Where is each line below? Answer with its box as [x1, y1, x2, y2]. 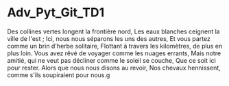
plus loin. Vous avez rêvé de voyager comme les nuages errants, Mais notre [7, 49, 221, 57]
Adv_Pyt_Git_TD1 [7, 5, 105, 20]
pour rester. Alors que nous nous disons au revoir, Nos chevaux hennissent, [7, 63, 221, 72]
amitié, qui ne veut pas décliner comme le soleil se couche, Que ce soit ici [7, 56, 216, 64]
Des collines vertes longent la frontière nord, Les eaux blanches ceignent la [7, 27, 221, 35]
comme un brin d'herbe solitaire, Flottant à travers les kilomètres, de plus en [7, 42, 223, 50]
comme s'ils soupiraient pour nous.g [7, 70, 110, 79]
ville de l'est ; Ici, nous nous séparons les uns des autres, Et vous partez [7, 34, 211, 42]
